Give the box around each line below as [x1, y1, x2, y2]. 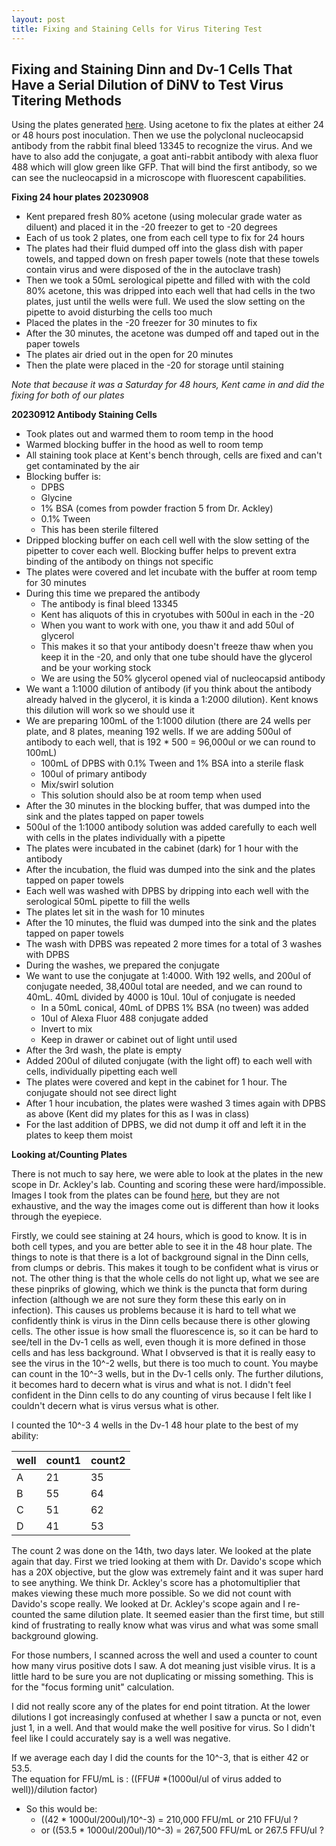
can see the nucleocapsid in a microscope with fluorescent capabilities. [11, 172, 307, 184]
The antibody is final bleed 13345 [40, 598, 179, 610]
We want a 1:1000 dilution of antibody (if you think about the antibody [25, 683, 313, 695]
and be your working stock [40, 662, 152, 674]
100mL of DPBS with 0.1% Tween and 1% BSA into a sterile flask [40, 757, 304, 770]
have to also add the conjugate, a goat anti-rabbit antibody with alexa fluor [11, 151, 319, 163]
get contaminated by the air [25, 460, 140, 472]
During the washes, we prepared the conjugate [25, 959, 220, 971]
